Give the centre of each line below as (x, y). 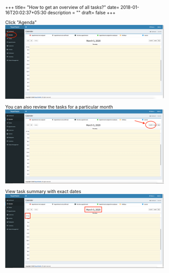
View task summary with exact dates (43, 192)
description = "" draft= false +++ (81, 13)
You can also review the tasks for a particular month (59, 107)
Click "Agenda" (21, 22)
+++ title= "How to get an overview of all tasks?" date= (62, 7)
